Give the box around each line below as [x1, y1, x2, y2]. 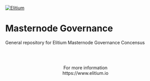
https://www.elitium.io [62, 70, 109, 76]
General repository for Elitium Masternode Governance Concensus [5, 39, 145, 45]
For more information [63, 64, 108, 71]
